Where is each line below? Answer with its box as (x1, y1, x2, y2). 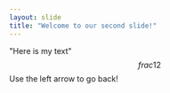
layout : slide (9, 12, 62, 22)
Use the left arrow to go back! (9, 73, 118, 84)
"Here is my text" (9, 45, 73, 56)
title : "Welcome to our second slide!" (9, 21, 158, 30)
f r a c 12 (137, 59, 162, 70)
